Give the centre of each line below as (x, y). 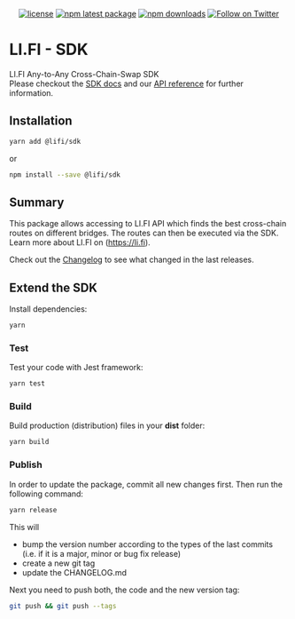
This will (24, 527)
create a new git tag (58, 563)
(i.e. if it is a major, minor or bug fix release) (101, 553)
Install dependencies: (48, 309)
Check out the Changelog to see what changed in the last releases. (132, 260)
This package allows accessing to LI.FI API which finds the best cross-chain (148, 224)
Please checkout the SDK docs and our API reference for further (126, 83)
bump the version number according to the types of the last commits (147, 544)
